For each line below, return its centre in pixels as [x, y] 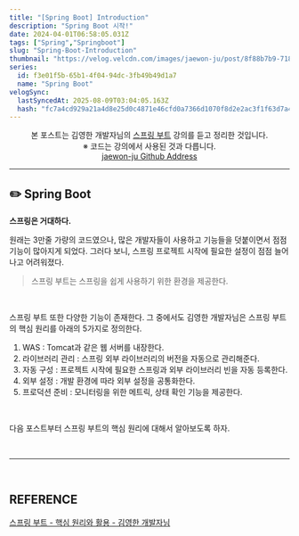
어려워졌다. [45, 262]
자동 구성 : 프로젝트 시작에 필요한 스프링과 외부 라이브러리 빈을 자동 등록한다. [155, 370]
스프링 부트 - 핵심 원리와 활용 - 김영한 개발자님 [90, 522]
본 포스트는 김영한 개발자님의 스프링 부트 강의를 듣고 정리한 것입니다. [149, 136]
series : [24, 68]
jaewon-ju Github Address [149, 156]
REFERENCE [44, 500]
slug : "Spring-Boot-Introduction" [73, 51]
